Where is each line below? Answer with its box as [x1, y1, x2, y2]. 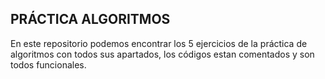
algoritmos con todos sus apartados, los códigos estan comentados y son [10, 48, 315, 60]
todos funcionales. [10, 58, 87, 71]
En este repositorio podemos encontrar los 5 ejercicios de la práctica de [10, 37, 308, 49]
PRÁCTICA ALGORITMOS [10, 11, 171, 28]
